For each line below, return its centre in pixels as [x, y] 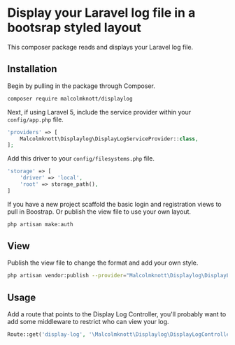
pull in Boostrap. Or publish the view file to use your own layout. [99, 212]
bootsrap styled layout [74, 28]
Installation [32, 69]
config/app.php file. [36, 119]
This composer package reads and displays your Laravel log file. [100, 47]
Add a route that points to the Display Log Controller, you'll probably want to [117, 314]
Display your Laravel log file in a [101, 13]
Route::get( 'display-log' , [47, 335]
